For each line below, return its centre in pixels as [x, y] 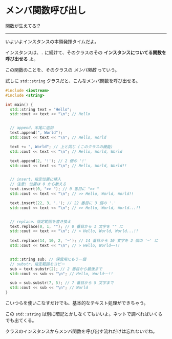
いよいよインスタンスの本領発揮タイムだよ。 [52, 41]
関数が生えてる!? [23, 26]
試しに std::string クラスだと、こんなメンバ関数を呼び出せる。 [73, 81]
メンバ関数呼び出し [46, 11]
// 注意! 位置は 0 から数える [38, 184]
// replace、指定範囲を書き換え [40, 222]
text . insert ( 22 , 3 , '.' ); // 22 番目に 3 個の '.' [63, 203]
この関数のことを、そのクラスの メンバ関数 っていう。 [62, 69]
